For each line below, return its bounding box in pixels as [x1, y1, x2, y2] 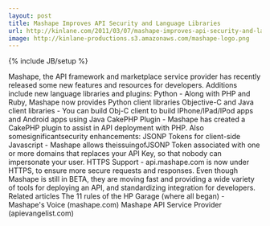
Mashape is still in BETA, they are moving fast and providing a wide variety [8, 175, 255, 184]
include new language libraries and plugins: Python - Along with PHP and [8, 89, 251, 99]
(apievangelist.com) [8, 208, 75, 218]
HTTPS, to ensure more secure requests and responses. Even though [8, 166, 239, 175]
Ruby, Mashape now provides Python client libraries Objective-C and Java [8, 97, 255, 107]
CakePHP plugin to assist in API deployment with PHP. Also [8, 123, 205, 133]
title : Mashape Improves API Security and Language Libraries [8, 19, 221, 27]
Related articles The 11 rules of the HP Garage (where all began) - [8, 191, 225, 201]
